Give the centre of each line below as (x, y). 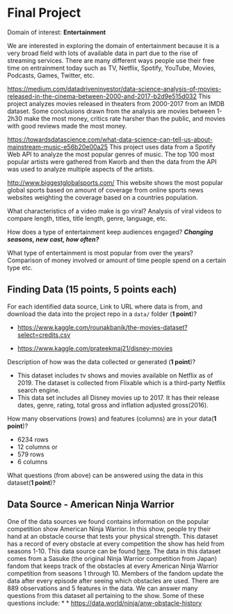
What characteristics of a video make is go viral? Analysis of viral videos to (114, 211)
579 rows (31, 454)
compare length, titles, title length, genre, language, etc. (88, 218)
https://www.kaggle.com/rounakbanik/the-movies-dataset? (102, 327)
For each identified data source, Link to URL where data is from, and (105, 306)
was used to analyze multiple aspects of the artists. (81, 169)
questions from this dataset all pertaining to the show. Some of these (106, 595)
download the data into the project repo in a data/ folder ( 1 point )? (102, 314)
